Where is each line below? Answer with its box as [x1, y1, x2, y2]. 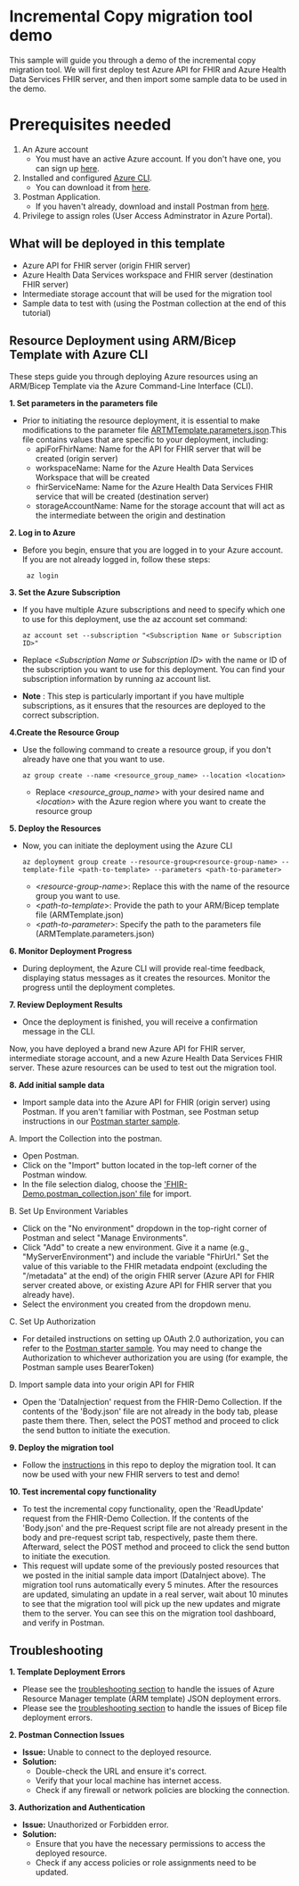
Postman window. [21, 1169, 87, 1180]
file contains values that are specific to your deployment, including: [21, 434, 269, 444]
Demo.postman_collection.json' [21, 1188, 138, 1199]
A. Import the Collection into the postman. [9, 1133, 163, 1143]
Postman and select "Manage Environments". [21, 1232, 189, 1242]
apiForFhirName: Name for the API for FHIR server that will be [35, 444, 262, 454]
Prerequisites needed [9, 114, 172, 135]
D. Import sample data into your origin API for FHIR [9, 1379, 195, 1390]
